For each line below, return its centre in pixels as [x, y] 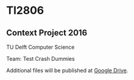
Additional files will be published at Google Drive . [67, 70]
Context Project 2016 [47, 33]
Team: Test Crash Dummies [41, 59]
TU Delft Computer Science [40, 47]
